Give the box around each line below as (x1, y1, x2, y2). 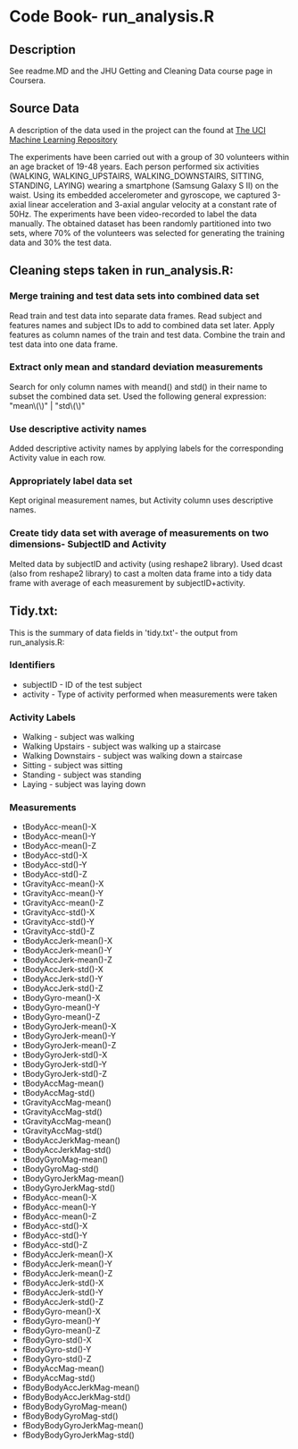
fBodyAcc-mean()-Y (21, 1201, 96, 1213)
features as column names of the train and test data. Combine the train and (9, 329, 286, 340)
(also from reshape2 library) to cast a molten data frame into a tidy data (9, 568, 272, 579)
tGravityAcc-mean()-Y (21, 888, 104, 899)
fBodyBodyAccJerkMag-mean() (21, 1382, 140, 1393)
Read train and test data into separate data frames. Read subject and (9, 310, 262, 321)
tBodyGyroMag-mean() (21, 1154, 109, 1165)
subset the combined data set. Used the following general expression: (9, 391, 267, 402)
